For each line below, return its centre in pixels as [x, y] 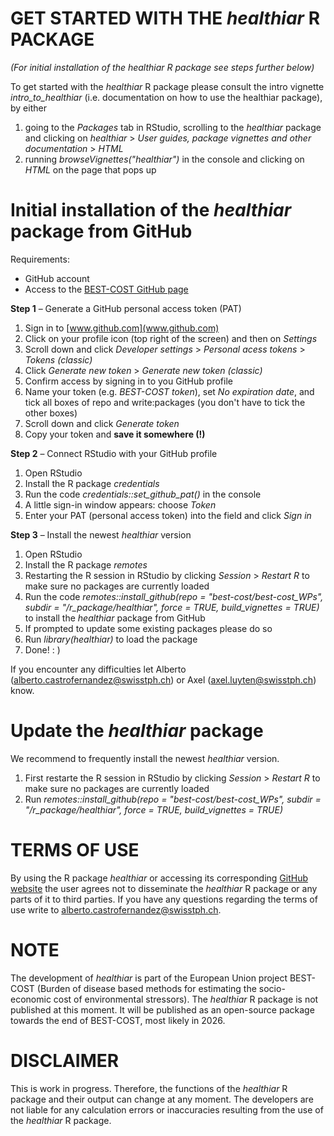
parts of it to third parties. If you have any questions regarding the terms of [164, 899]
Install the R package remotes [86, 564]
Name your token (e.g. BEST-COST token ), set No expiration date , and [169, 391]
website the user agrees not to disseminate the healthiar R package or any [164, 888]
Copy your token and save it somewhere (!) [115, 434]
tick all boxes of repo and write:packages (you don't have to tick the [165, 402]
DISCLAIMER [65, 1060]
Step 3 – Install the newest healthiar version [101, 534]
